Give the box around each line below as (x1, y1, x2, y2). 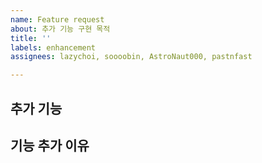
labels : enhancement (10, 42, 97, 53)
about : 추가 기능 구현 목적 (10, 24, 111, 34)
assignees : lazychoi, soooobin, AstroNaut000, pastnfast (10, 52, 253, 62)
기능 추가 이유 (10, 137, 90, 154)
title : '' (10, 33, 52, 43)
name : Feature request (10, 14, 105, 25)
